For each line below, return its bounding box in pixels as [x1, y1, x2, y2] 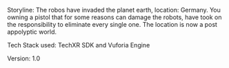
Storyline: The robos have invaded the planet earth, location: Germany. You [7, 6, 221, 14]
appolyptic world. [7, 27, 57, 36]
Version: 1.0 [7, 54, 41, 63]
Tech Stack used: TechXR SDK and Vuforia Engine [7, 41, 150, 49]
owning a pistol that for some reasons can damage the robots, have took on [7, 13, 222, 21]
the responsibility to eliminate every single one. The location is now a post [7, 21, 217, 28]
